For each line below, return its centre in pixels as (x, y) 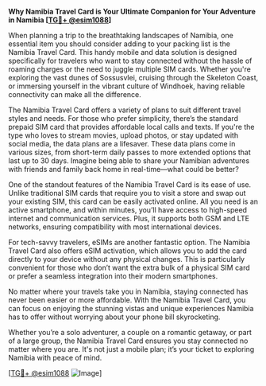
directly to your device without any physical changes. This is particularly (126, 259)
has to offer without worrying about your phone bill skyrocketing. (114, 317)
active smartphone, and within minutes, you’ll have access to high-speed (128, 210)
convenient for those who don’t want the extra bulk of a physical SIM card (129, 267)
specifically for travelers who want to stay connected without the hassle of (130, 60)
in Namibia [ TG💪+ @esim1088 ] (60, 20)
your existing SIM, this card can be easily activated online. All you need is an (133, 201)
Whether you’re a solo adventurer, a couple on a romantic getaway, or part (130, 332)
